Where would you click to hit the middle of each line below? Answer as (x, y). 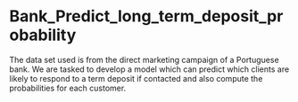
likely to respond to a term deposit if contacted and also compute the (136, 78)
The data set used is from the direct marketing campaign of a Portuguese (144, 59)
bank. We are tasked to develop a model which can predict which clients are (149, 69)
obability (43, 35)
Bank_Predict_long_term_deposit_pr (146, 16)
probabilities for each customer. (68, 88)
